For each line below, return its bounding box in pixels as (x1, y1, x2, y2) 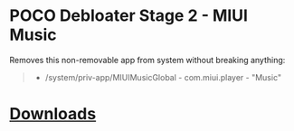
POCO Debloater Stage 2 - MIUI (9, 5, 249, 26)
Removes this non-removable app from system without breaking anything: (9, 54, 286, 65)
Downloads (9, 104, 97, 125)
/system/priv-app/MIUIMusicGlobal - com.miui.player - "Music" (44, 71, 282, 82)
